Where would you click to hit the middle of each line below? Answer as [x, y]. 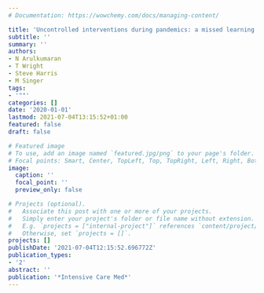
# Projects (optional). [47, 204]
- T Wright [26, 66]
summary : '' [27, 44]
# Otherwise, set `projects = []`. [70, 233]
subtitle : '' [29, 37]
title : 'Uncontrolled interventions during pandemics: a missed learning [132, 29]
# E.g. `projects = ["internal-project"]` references [101, 226]
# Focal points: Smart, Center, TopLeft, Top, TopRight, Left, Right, [126, 161]
